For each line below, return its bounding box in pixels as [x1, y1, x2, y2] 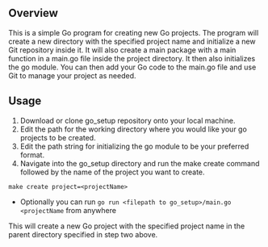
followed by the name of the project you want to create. [19, 167, 205, 177]
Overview [8, 6, 59, 20]
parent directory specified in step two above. [8, 229, 158, 239]
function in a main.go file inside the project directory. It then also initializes [8, 53, 256, 63]
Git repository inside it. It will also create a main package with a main [8, 44, 237, 55]
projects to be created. [19, 132, 96, 142]
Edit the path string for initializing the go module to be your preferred [19, 141, 249, 151]
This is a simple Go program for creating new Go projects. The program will [8, 27, 259, 37]
